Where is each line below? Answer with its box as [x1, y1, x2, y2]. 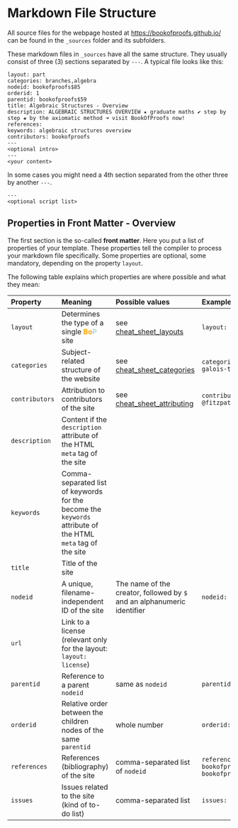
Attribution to [61, 385, 105, 395]
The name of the [115, 579, 171, 589]
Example [201, 297, 232, 307]
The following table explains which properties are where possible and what [7, 272, 227, 281]
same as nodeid [115, 679, 168, 689]
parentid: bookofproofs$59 [7, 96, 87, 103]
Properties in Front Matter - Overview [7, 217, 176, 229]
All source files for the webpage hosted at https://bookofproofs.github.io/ [7, 28, 222, 37]
